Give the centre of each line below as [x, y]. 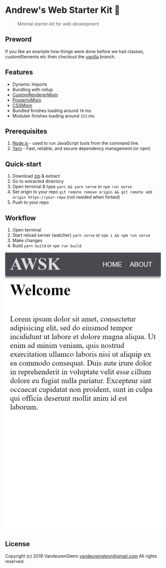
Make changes [27, 240]
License [18, 544]
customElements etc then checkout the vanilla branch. [61, 57]
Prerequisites [26, 131]
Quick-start [23, 164]
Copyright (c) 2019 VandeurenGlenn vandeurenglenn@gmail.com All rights [81, 556]
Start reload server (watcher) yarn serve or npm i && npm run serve [81, 235]
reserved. [15, 561]
